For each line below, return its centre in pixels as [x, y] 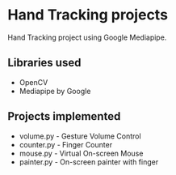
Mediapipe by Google [55, 91]
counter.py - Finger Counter [66, 144]
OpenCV [34, 82]
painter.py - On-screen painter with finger [89, 162]
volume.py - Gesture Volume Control [80, 136]
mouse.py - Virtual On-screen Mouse [81, 153]
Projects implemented [64, 116]
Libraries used [44, 63]
